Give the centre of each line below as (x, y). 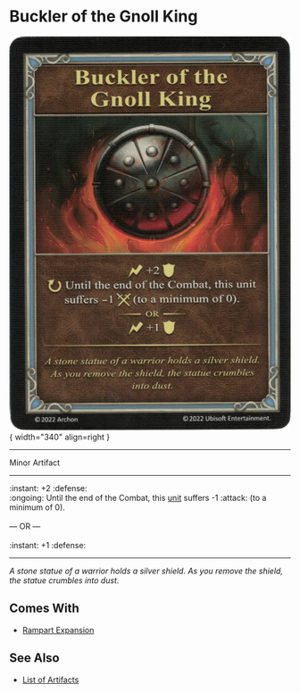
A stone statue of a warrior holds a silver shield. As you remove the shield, (146, 571)
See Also (34, 658)
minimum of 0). (37, 507)
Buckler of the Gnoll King (104, 17)
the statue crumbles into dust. (64, 580)
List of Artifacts (50, 680)
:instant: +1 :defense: (48, 545)
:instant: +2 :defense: (48, 488)
